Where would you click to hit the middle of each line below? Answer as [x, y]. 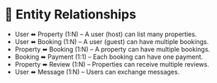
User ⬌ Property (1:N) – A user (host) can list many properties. [106, 34]
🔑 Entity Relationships [71, 15]
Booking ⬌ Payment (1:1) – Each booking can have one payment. [109, 57]
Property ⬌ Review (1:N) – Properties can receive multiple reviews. [112, 64]
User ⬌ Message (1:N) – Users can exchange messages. [97, 72]
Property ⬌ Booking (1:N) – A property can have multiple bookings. [112, 49]
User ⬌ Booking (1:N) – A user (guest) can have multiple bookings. [112, 41]
